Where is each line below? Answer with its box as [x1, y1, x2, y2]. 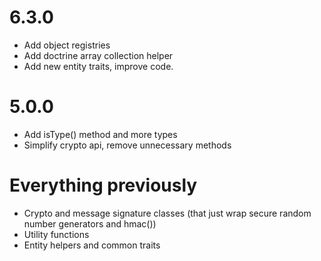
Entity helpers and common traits [23, 239, 161, 251]
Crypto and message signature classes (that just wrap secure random [23, 207, 312, 219]
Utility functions [23, 228, 90, 240]
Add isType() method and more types [23, 128, 178, 140]
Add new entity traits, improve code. [23, 60, 174, 72]
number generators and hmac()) [23, 217, 157, 230]
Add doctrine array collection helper [23, 49, 174, 61]
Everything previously [9, 174, 198, 197]
